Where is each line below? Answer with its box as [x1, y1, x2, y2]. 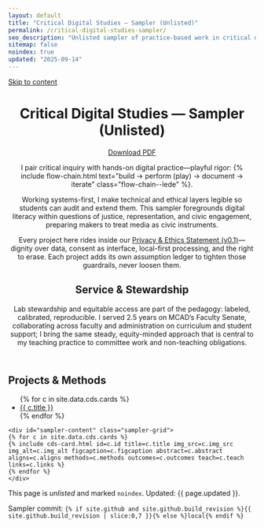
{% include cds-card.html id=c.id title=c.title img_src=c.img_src [8, 441, 234, 448]
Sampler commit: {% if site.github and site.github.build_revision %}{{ [8, 504, 251, 513]
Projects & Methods [8, 374, 107, 387]
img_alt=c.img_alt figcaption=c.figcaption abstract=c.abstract [8, 447, 223, 455]
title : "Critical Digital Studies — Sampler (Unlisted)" [8, 19, 199, 27]
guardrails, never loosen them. [82, 260, 181, 270]
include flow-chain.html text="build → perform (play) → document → [20, 171, 244, 180]
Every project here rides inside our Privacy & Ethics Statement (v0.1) [18, 235, 239, 244]
